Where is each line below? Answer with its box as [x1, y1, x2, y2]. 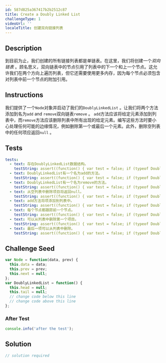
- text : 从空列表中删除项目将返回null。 [9, 189, 84, 194]
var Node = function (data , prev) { [5, 258, 78, 263]
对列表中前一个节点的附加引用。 [5, 76, 70, 82]
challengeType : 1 [5, 16, 41, 21]
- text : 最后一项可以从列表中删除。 [9, 226, 75, 231]
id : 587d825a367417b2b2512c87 [5, 7, 67, 12]
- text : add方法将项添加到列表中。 [9, 198, 74, 203]
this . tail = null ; [9, 290, 48, 295]
